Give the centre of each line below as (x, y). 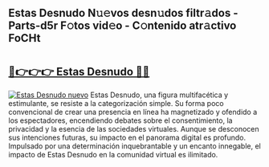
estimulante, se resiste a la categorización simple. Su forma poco (116, 103)
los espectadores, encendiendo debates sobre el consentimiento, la (120, 120)
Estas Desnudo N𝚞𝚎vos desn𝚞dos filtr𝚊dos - (123, 13)
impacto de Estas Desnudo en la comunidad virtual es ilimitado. (113, 155)
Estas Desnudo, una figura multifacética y (159, 95)
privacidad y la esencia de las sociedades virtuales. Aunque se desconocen (134, 129)
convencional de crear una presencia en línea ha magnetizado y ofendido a (133, 112)
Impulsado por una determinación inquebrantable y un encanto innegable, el (134, 146)
